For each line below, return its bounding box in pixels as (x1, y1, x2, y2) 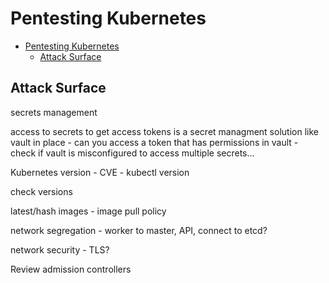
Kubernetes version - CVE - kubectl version (10, 166, 190, 178)
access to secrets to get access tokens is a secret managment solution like (10, 125, 319, 137)
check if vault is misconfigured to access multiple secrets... (10, 147, 255, 159)
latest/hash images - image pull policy (10, 205, 167, 217)
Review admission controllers (10, 263, 132, 275)
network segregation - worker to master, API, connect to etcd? (10, 224, 268, 236)
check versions (10, 185, 73, 197)
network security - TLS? (10, 243, 110, 256)
